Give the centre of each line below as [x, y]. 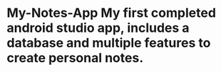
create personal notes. [75, 58]
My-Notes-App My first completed [112, 13]
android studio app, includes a [98, 28]
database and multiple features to [109, 43]
